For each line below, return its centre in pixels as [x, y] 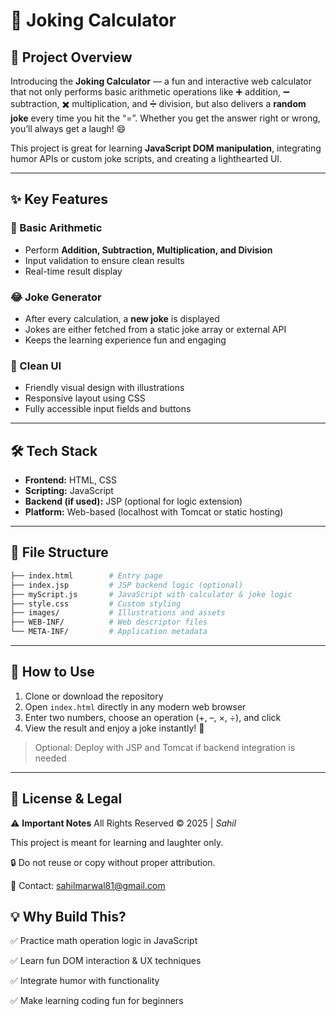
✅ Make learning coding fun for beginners [97, 1001]
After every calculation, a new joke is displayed [122, 318]
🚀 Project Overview [71, 57]
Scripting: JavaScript [69, 491]
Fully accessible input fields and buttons [108, 409]
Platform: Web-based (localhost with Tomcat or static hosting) [154, 512]
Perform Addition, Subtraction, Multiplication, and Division [148, 250]
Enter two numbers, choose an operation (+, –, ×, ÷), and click [153, 717]
